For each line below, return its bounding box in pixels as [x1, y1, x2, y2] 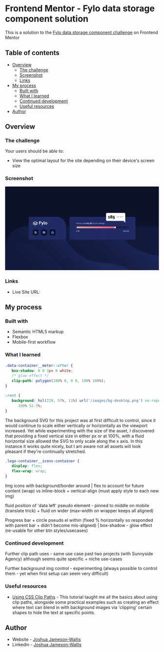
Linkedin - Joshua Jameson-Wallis [12, 642, 82, 648]
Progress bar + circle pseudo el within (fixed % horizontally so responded [5, 517, 153, 523]
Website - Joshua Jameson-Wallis [12, 636, 82, 642]
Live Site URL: [12, 289, 41, 295]
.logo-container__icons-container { [5, 458, 80, 464]
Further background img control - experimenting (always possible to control [5, 566, 158, 571]
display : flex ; [11, 464, 42, 469]
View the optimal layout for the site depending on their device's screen [12, 158, 155, 163]
